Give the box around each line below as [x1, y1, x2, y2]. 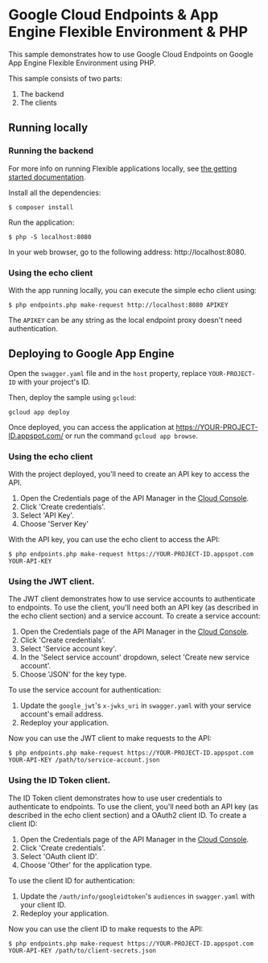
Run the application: [8, 217, 75, 227]
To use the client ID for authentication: [8, 875, 135, 885]
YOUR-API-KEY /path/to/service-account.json [8, 756, 160, 764]
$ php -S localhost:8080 [8, 233, 92, 241]
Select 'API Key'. [19, 510, 75, 520]
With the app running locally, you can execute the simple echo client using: [8, 285, 258, 295]
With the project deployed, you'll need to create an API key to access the [8, 469, 249, 479]
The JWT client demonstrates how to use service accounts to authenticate [8, 594, 256, 604]
